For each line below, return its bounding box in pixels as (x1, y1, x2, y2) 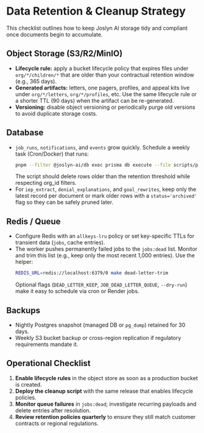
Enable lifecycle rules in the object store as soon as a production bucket (15, 374, 198, 381)
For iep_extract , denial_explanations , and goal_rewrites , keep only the (15, 185, 197, 193)
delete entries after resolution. (15, 406, 91, 414)
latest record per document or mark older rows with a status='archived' (15, 192, 197, 199)
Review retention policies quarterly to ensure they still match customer (15, 413, 196, 420)
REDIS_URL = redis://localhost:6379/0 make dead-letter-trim (15, 270, 169, 276)
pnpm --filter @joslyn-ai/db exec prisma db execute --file (15, 162, 171, 168)
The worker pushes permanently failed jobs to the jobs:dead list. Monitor (15, 245, 198, 253)
